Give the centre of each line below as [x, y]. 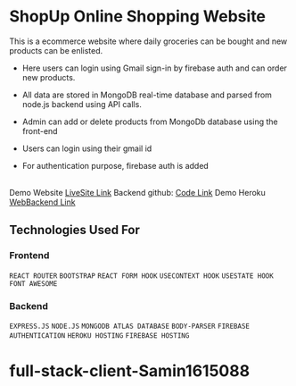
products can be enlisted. [56, 50]
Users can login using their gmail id [87, 148]
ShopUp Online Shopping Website [137, 17]
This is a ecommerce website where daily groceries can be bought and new [148, 41]
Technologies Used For [75, 230]
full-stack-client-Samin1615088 [130, 371]
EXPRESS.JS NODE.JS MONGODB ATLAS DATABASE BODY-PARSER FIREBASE [129, 326]
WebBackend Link [42, 202]
